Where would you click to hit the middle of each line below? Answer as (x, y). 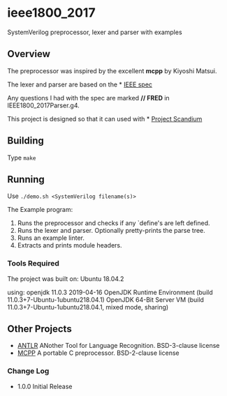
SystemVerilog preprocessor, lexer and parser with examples (95, 32)
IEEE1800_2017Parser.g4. (44, 105)
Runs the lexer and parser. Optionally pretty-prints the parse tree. (111, 231)
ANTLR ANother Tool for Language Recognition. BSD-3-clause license (118, 346)
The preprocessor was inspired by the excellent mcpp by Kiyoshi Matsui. (112, 70)
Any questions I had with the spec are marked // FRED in (88, 98)
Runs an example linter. (51, 238)
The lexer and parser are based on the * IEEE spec (80, 84)
